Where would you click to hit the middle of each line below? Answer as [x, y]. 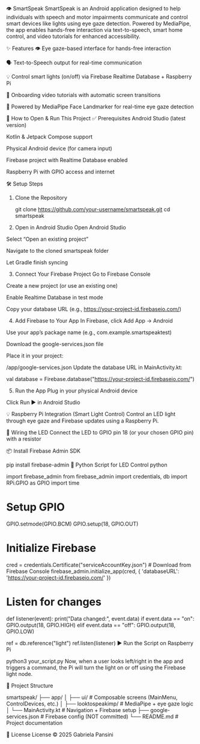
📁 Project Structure [30, 686]
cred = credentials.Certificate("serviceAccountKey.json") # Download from [98, 565]
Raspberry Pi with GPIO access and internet [61, 172]
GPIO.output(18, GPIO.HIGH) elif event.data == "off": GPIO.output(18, [91, 625]
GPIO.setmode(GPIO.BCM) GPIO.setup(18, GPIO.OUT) [72, 524]
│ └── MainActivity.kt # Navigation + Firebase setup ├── [77, 710]
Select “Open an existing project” [47, 239]
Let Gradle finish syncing [37, 262]
